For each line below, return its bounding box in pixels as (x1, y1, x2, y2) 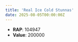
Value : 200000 (12, 32, 45, 38)
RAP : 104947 (12, 26, 41, 32)
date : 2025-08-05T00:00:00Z (5, 12, 65, 17)
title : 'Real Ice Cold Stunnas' (5, 7, 74, 13)
